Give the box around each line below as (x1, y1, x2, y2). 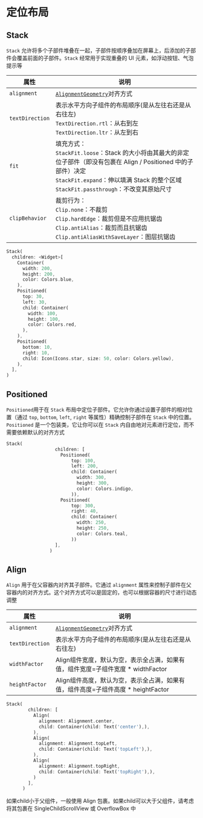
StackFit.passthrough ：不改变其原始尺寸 (55, 185, 172, 193)
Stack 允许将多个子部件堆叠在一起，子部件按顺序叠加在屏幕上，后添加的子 (6, 47, 191, 54)
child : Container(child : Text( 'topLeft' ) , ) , (38, 746, 153, 753)
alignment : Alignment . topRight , (38, 763, 120, 769)
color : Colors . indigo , (76, 486, 134, 492)
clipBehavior (9, 215, 47, 222)
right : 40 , (71, 508, 98, 515)
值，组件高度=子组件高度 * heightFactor (55, 685, 169, 694)
